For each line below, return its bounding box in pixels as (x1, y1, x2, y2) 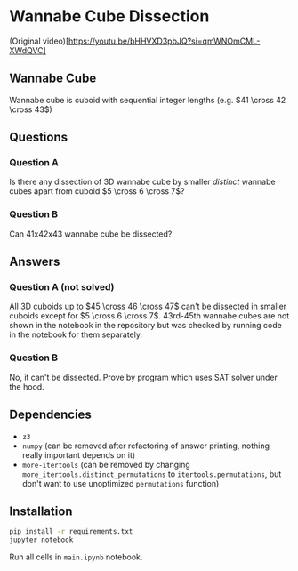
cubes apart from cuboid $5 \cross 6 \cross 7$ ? (9, 186, 185, 197)
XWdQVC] (9, 44, 46, 55)
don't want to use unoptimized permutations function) (21, 478, 220, 488)
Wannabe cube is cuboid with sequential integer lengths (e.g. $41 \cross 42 (9, 94, 286, 105)
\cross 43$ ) (9, 104, 52, 115)
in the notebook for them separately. (9, 329, 143, 340)
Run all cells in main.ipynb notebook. (9, 551, 143, 562)
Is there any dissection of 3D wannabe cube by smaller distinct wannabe (9, 176, 276, 188)
